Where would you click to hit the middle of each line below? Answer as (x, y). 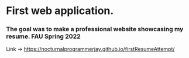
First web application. (60, 11)
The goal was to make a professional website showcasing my (95, 29)
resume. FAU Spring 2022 (43, 36)
